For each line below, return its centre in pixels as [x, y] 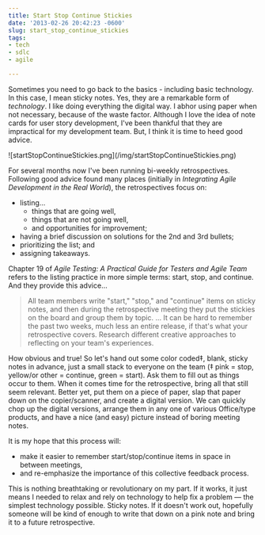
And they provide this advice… [58, 285]
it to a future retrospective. [52, 522]
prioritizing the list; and [57, 245]
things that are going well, [74, 211]
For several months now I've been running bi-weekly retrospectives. [119, 170]
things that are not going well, [80, 220]
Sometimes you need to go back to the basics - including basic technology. [131, 89]
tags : [17, 38]
